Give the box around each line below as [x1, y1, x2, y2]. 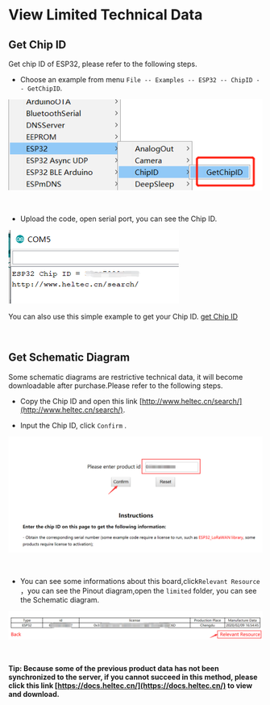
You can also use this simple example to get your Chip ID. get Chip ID [8, 312, 239, 321]
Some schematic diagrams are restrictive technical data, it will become [8, 372, 243, 382]
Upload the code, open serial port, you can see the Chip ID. [19, 214, 218, 223]
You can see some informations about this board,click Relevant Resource [19, 576, 260, 586]
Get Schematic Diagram [8, 351, 131, 365]
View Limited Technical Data [8, 6, 203, 24]
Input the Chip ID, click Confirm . [19, 420, 127, 430]
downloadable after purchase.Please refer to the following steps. [8, 381, 223, 390]
